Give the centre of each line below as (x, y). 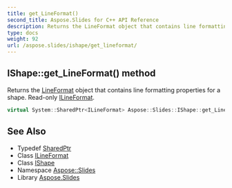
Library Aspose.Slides (48, 177)
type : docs (23, 33)
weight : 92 (23, 39)
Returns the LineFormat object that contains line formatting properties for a (114, 90)
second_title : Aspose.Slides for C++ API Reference (83, 20)
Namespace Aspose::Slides (56, 170)
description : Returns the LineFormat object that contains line (101, 26)
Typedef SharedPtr (44, 148)
